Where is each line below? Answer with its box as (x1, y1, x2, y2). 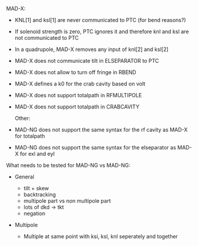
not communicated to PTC (14, 34, 79, 41)
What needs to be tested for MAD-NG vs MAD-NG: (6, 162, 130, 168)
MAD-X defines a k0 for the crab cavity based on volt (14, 80, 146, 87)
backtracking (23, 191, 56, 198)
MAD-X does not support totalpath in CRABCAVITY (14, 103, 140, 110)
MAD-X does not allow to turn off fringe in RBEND (14, 69, 136, 76)
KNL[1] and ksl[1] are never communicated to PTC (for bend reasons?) (14, 17, 186, 23)
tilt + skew (23, 185, 49, 191)
